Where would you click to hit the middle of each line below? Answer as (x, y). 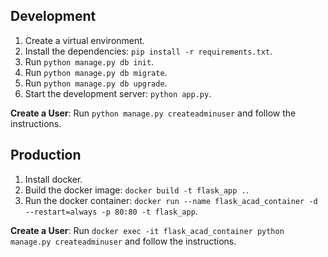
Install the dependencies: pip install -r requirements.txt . (148, 51)
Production (46, 155)
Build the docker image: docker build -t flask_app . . (136, 190)
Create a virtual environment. (84, 40)
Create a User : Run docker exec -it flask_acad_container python (147, 230)
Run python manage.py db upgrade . (96, 83)
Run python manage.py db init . (89, 61)
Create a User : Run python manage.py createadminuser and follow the (153, 113)
